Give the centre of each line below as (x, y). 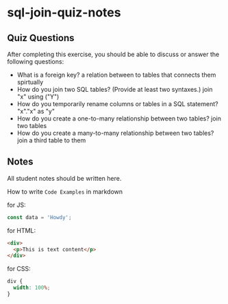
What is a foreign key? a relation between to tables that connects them (116, 75)
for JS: (16, 205)
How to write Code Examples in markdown (65, 191)
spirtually (30, 82)
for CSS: (19, 269)
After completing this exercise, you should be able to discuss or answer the (113, 54)
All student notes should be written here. (64, 178)
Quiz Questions (41, 38)
